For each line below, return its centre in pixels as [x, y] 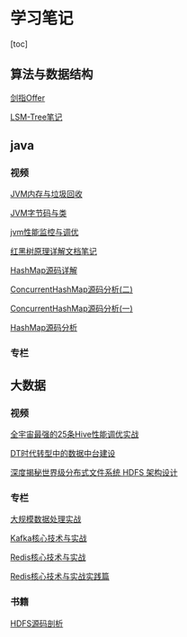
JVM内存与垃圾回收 [47, 194]
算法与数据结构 [52, 74]
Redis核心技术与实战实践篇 [60, 577]
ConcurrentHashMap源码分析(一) [71, 309]
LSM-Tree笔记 [36, 117]
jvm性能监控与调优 [45, 232]
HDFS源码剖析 [37, 623]
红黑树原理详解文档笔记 [53, 252]
